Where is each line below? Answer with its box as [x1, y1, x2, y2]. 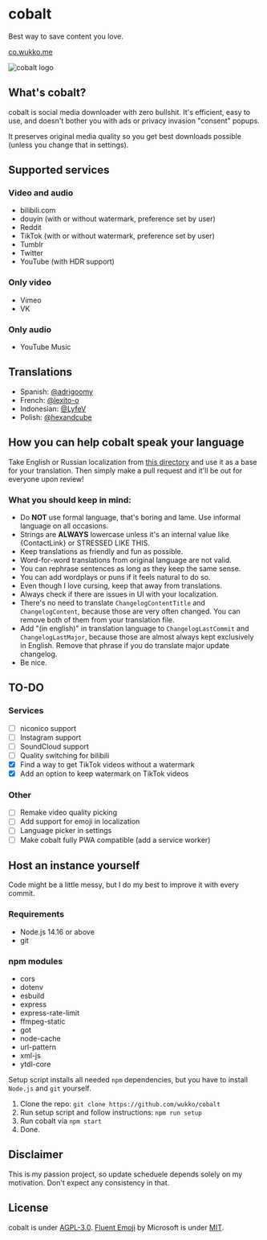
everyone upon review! [8, 474, 84, 483]
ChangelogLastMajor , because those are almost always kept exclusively [19, 632, 254, 642]
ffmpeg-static [19, 1016, 66, 1026]
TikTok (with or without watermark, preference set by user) [19, 231, 215, 241]
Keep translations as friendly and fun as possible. [19, 546, 184, 556]
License [8, 1201, 49, 1215]
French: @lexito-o [19, 395, 79, 404]
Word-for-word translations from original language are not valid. [19, 555, 232, 565]
